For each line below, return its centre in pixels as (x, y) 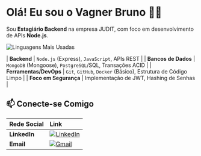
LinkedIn (22, 134)
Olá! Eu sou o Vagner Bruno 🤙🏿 (84, 12)
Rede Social (26, 124)
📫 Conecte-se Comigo (50, 104)
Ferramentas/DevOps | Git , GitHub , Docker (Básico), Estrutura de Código (97, 71)
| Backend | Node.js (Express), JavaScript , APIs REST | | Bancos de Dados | (101, 58)
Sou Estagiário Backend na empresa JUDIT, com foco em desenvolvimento (100, 29)
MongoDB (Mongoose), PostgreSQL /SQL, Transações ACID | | (79, 65)
